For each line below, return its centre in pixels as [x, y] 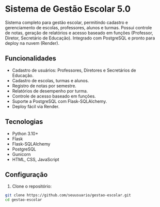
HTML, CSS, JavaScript [36, 159]
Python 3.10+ [25, 133]
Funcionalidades [31, 59]
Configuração [26, 175]
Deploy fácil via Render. [36, 106]
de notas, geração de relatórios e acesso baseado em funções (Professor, [79, 33]
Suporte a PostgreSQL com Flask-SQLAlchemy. [59, 101]
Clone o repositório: [32, 187]
